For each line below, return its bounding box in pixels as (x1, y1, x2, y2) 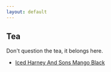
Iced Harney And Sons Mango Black (14, 59, 106, 67)
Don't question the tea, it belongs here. (6, 47, 104, 54)
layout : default (6, 8, 47, 15)
